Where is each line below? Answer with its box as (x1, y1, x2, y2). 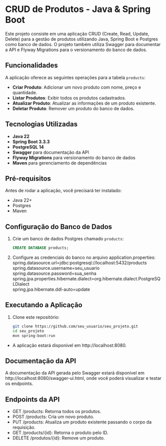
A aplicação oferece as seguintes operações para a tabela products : (5, 74, 146, 81)
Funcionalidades (5, 61, 58, 70)
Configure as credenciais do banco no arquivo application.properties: (12, 254, 156, 261)
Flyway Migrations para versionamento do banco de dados (12, 154, 136, 161)
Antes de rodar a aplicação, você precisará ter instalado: (5, 188, 122, 194)
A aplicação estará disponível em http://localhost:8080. (12, 342, 127, 348)
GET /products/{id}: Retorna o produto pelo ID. (12, 429, 108, 436)
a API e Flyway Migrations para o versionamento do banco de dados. (5, 47, 147, 53)
